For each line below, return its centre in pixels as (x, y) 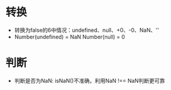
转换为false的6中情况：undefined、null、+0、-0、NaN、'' (87, 30)
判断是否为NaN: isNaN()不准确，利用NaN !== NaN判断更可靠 (90, 80)
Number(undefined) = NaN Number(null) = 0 (70, 37)
